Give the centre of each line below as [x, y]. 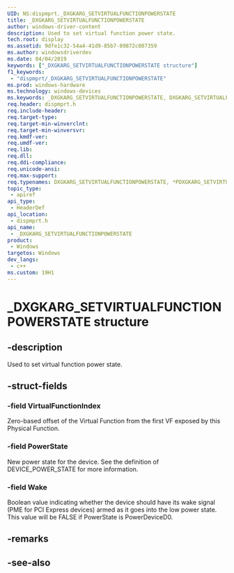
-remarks [28, 539]
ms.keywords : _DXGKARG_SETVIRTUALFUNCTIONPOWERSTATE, [87, 98]
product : [20, 240]
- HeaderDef [28, 208]
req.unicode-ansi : [34, 169]
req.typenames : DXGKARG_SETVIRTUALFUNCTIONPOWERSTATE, [88, 182]
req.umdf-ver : [28, 143]
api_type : [22, 202]
